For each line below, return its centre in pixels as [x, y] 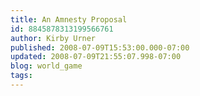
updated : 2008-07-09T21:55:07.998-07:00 [96, 57]
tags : [21, 76]
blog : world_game [46, 66]
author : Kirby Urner [53, 38]
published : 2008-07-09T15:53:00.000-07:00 [100, 47]
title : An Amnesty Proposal [69, 19]
